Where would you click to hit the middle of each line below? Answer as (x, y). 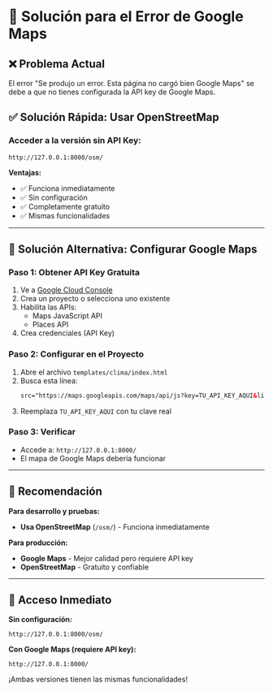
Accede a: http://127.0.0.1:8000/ (78, 449)
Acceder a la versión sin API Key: (75, 141)
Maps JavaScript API (67, 316)
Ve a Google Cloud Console (66, 290)
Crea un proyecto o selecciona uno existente (95, 299)
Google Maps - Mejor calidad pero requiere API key (106, 558)
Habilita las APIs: (48, 307)
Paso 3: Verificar (42, 432)
